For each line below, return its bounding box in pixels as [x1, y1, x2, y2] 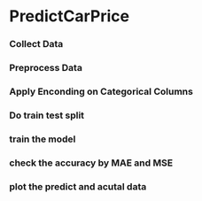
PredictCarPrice [9, 6, 130, 27]
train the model [9, 133, 76, 145]
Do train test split [9, 109, 85, 121]
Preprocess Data [9, 62, 82, 74]
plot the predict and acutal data [9, 180, 147, 192]
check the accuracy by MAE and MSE [9, 157, 174, 169]
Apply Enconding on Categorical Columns [9, 85, 193, 97]
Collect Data [9, 38, 64, 50]
